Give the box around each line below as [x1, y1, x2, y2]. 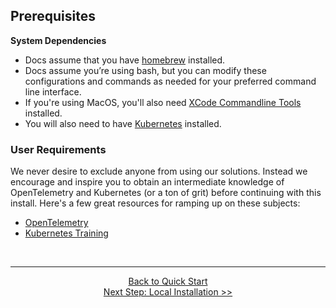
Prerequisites [10, 8, 96, 25]
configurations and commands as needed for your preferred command [24, 75, 317, 87]
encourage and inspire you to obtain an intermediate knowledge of [10, 176, 285, 188]
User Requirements [10, 142, 107, 156]
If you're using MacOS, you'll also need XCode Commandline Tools [24, 96, 302, 108]
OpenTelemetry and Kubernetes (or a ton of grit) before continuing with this [10, 187, 322, 199]
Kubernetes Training [24, 227, 109, 239]
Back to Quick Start [128, 275, 208, 288]
